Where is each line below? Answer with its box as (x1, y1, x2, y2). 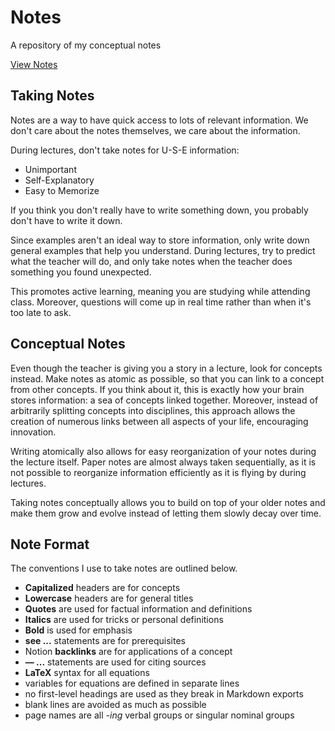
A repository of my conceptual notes (10, 39, 162, 51)
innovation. (10, 426, 57, 438)
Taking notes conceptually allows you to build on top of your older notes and (10, 496, 326, 508)
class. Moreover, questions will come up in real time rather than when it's (10, 296, 312, 308)
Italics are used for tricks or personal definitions (24, 614, 224, 626)
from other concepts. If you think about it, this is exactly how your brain (10, 383, 305, 395)
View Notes (10, 58, 58, 70)
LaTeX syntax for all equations (24, 667, 150, 679)
